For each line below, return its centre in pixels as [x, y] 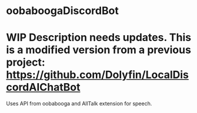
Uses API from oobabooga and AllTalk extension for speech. [79, 104]
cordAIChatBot [43, 88]
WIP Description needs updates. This [99, 38]
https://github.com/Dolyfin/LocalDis [98, 75]
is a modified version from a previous [98, 50]
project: [26, 62]
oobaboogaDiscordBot [62, 11]
